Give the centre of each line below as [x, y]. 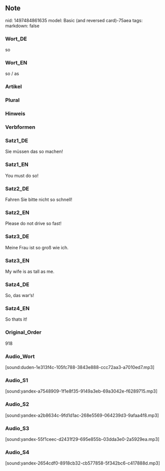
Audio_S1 [17, 380]
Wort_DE [16, 39]
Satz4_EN [17, 309]
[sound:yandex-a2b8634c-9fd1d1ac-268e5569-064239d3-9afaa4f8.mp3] [82, 415]
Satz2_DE [17, 189]
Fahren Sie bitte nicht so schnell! [39, 199]
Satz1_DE [17, 141]
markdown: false [22, 26]
